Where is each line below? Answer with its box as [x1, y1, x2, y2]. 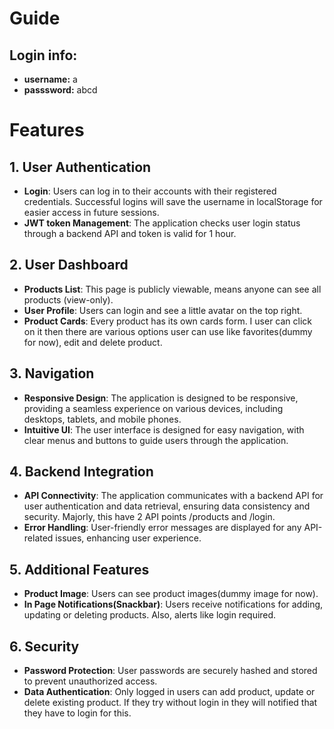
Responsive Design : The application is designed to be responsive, [23, 392, 299, 404]
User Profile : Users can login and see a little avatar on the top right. [23, 304, 303, 316]
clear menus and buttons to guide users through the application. [23, 434, 289, 446]
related [23, 532, 54, 544]
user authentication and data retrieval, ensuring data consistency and [23, 500, 311, 512]
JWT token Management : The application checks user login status [23, 217, 301, 229]
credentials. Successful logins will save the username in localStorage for [23, 196, 323, 207]
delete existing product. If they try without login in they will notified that [23, 697, 318, 709]
